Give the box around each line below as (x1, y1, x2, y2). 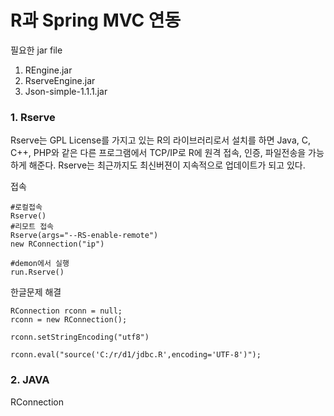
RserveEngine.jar (24, 74, 96, 86)
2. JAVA (10, 373, 50, 387)
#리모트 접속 (10, 222, 55, 232)
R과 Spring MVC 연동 (10, 9, 182, 32)
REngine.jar (24, 64, 73, 76)
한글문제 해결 (10, 286, 62, 298)
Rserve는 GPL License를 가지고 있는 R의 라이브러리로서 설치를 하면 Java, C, (10, 134, 311, 146)
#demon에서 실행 (10, 259, 70, 269)
